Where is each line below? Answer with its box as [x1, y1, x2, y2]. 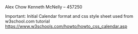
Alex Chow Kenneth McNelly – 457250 [5, 4, 82, 10]
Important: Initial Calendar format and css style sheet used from [5, 13, 133, 19]
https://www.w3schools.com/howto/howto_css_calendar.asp [5, 23, 128, 29]
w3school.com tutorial [5, 19, 50, 24]
